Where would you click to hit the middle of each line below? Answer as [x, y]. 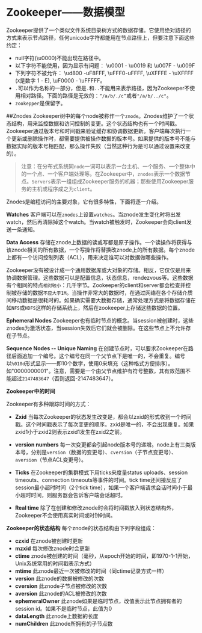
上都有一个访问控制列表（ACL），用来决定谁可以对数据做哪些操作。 [89, 257]
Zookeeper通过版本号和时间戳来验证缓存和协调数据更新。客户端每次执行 [96, 131]
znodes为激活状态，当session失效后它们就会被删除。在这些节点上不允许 [96, 328]
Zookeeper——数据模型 [66, 12]
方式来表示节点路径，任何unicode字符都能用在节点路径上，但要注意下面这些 [101, 37]
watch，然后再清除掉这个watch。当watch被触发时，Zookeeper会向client [96, 222]
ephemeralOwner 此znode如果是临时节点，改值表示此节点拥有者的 [98, 601]
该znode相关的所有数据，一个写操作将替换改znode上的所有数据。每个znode [101, 250]
